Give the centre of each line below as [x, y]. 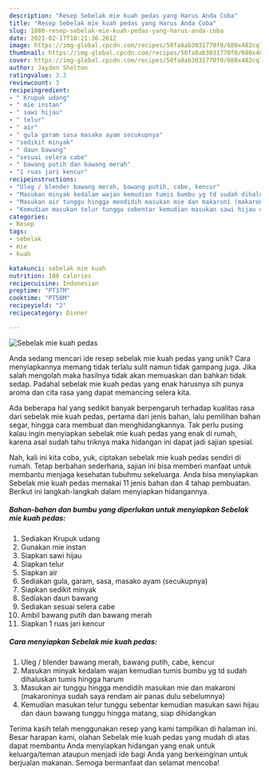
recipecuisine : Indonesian [54, 283]
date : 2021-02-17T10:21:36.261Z [63, 38]
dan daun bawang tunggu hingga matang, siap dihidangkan [118, 713]
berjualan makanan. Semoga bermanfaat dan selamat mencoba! [115, 762]
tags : [18, 232]
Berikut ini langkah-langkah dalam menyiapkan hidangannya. [109, 491]
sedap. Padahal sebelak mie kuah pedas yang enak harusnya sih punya [127, 383]
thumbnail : [27, 53]
